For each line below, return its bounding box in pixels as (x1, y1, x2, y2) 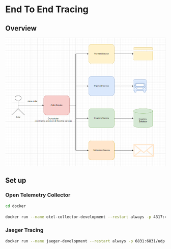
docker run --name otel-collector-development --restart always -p (5, 214, 152, 220)
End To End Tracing (5, 4, 89, 15)
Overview (5, 24, 37, 33)
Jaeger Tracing (5, 226, 44, 233)
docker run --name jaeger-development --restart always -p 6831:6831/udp (5, 239, 165, 244)
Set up (5, 176, 26, 185)
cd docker (5, 204, 26, 209)
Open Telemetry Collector (5, 191, 71, 198)
